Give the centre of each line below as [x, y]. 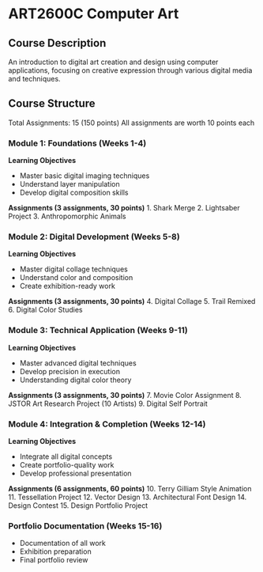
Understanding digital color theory [75, 380]
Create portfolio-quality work [67, 465]
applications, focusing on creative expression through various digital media [130, 70]
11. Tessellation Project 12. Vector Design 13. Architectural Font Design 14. [128, 497]
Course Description [57, 43]
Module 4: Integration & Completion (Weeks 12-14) [107, 424]
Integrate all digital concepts [66, 456]
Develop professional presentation [75, 473]
